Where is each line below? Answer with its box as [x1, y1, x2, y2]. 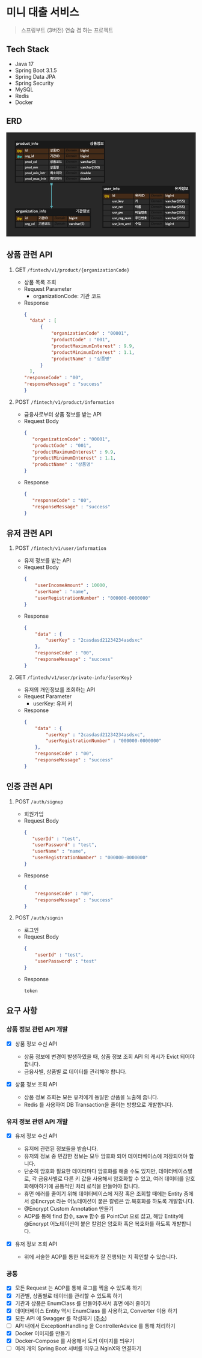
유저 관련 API [6, 528, 53, 538]
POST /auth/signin [14, 914, 64, 921]
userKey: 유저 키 [32, 699, 73, 707]
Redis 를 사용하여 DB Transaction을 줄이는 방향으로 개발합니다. [23, 1101, 174, 1108]
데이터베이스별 [158, 1168, 193, 1175]
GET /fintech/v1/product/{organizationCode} [14, 266, 130, 273]
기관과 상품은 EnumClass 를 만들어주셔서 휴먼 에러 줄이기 [14, 1299, 150, 1307]
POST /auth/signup [14, 797, 64, 805]
